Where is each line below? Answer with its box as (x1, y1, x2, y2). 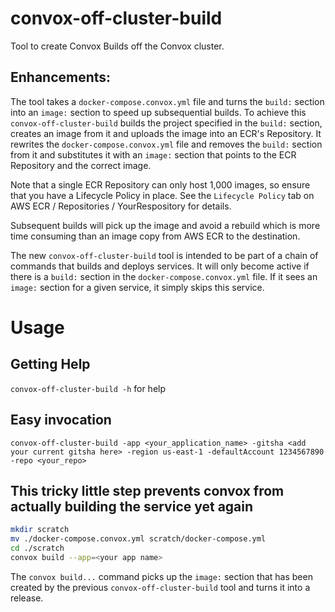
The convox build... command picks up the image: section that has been (10, 570, 313, 582)
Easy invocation (10, 412, 112, 429)
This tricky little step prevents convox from (10, 482, 285, 499)
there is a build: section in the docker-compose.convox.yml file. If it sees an (10, 270, 318, 282)
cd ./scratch (10, 543, 65, 554)
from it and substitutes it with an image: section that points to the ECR (10, 148, 297, 161)
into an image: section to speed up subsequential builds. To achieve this (10, 106, 307, 118)
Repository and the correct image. (10, 159, 152, 171)
